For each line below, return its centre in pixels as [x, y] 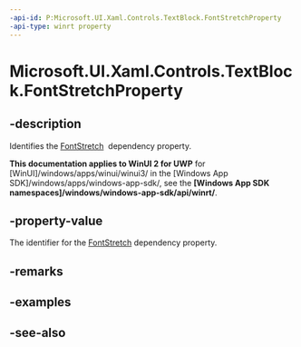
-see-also [38, 333]
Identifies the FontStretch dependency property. [101, 145]
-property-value [56, 220]
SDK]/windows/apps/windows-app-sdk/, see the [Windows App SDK [140, 183]
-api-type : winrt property [60, 26]
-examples [40, 302]
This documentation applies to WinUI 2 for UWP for [107, 164]
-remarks [36, 271]
